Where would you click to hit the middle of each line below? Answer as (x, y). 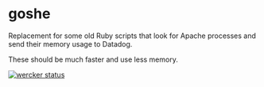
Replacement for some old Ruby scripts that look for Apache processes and (132, 36)
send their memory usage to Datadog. (70, 43)
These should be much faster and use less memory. (93, 59)
